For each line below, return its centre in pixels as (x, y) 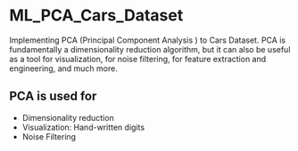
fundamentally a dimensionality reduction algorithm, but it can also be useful (150, 49)
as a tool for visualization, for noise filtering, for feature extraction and (138, 59)
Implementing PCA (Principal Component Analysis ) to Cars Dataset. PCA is (148, 40)
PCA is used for (53, 96)
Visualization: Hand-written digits (83, 127)
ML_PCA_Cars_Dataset (96, 16)
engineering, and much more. (63, 68)
